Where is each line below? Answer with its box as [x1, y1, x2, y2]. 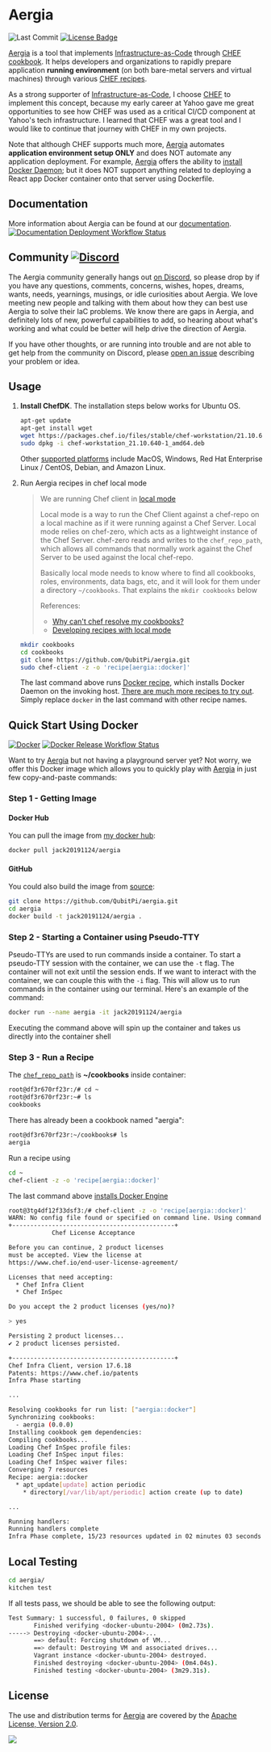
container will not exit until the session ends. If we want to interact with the [8, 967, 256, 977]
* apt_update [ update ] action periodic [15, 1481, 147, 1489]
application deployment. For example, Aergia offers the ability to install [8, 156, 243, 166]
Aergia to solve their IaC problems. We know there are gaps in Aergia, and [8, 306, 254, 316]
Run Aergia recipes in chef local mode [19, 478, 148, 488]
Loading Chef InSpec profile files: [8, 1443, 131, 1452]
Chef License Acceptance [51, 1229, 135, 1237]
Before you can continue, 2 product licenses [8, 1244, 164, 1252]
